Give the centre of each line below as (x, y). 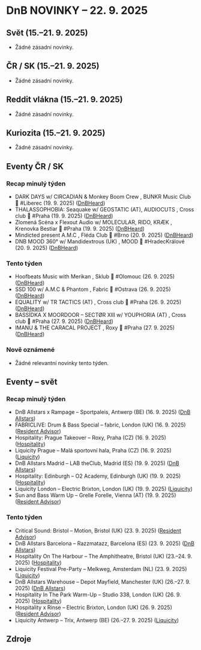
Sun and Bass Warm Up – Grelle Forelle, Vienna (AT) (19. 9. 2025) (95, 495)
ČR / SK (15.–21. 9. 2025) (53, 66)
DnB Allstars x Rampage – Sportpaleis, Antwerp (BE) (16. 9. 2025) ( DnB (103, 412)
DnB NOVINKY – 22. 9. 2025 (77, 11)
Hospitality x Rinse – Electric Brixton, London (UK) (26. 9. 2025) (93, 607)
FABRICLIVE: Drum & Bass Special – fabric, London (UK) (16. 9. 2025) (100, 425)
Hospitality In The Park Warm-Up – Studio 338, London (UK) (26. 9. (98, 595)
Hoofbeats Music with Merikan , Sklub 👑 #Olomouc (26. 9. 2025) (95, 277)
